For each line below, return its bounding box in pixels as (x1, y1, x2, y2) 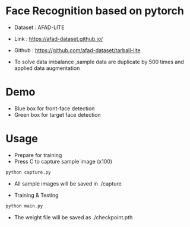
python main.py (5, 203, 43, 209)
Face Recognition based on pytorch (5, 4, 185, 18)
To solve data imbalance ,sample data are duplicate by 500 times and (14, 58, 185, 65)
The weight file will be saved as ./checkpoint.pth (14, 213, 133, 220)
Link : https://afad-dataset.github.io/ (14, 35, 103, 42)
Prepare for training (14, 151, 62, 158)
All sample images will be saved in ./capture (14, 180, 122, 187)
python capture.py (5, 169, 51, 175)
